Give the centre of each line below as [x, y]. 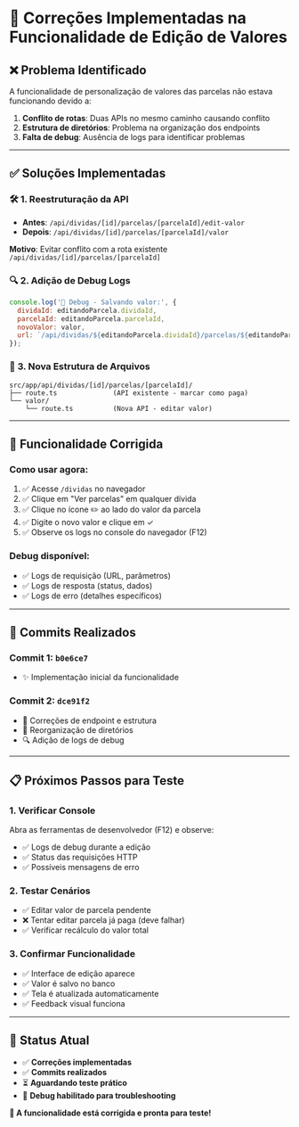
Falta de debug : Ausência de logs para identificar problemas [133, 137]
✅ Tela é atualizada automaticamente [90, 993]
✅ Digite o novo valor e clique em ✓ [88, 522]
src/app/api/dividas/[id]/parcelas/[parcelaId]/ [101, 385]
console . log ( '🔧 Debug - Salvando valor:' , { [93, 302]
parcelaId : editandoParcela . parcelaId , [91, 319]
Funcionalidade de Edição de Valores [148, 37]
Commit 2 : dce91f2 [50, 701]
